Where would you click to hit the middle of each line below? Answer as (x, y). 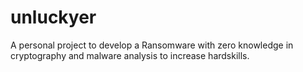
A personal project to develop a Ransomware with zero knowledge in (152, 45)
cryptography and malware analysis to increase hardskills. (130, 55)
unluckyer (53, 17)
